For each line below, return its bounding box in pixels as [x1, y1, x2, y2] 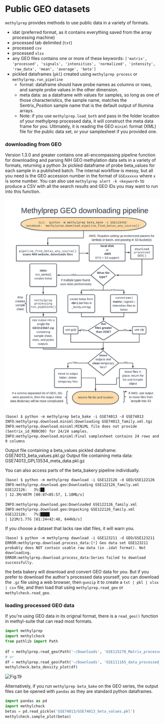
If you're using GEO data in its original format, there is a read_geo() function [5, 613, 159, 619]
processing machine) [12, 34, 55, 40]
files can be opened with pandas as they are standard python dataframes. [5, 689, 153, 694]
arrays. [19, 107, 34, 114]
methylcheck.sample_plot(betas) [5, 714, 71, 719]
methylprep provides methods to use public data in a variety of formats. [5, 20, 149, 26]
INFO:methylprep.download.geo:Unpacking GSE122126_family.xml [5, 507, 135, 512]
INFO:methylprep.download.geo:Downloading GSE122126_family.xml [5, 483, 139, 487]
